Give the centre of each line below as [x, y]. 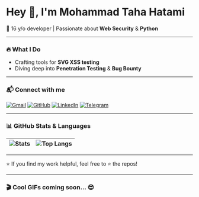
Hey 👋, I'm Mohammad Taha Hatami [96, 12]
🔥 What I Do [23, 49]
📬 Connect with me [36, 90]
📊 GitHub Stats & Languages [48, 126]
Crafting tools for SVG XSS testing [57, 62]
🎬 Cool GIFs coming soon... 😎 [50, 187]
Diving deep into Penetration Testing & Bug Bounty [78, 69]
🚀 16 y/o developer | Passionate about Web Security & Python [82, 28]
